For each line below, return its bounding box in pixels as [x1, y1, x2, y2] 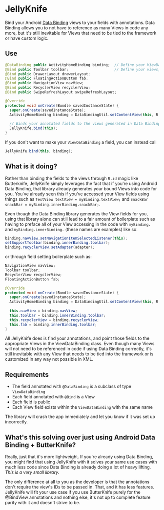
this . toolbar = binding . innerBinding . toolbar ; [9, 313, 106, 318]
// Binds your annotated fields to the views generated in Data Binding [9, 121, 161, 126]
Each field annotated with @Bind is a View [12, 394, 95, 400]
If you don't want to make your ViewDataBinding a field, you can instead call [5, 139, 157, 145]
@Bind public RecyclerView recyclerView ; [5, 85, 91, 90]
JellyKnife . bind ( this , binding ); [5, 148, 73, 154]
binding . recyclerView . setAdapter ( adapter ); [5, 245, 95, 250]
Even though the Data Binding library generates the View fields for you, [5, 210, 148, 216]
